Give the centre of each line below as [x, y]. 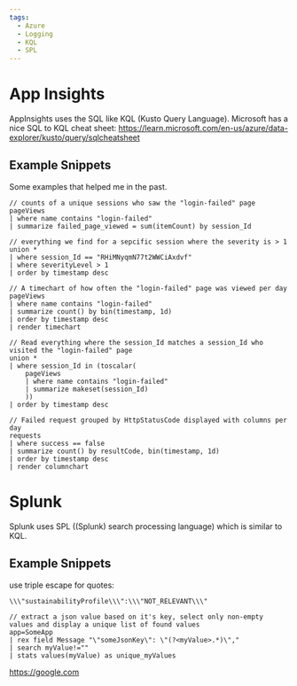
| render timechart [45, 327]
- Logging [35, 34]
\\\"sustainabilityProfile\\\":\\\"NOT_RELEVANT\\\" [109, 601]
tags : [19, 17]
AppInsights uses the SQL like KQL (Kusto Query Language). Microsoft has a [148, 119]
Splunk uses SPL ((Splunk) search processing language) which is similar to [146, 526]
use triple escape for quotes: [62, 585]
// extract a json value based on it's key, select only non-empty [137, 617]
